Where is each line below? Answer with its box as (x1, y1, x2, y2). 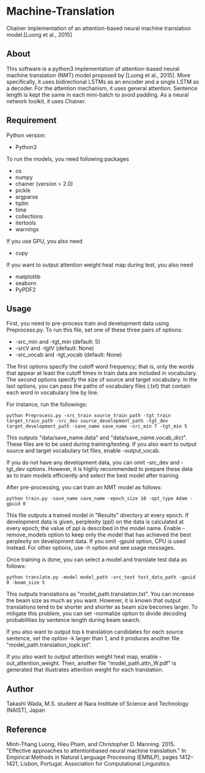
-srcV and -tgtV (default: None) (15, 344, 94, 352)
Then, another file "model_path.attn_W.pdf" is (61, 659, 177, 667)
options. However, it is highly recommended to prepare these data (26, 465, 193, 473)
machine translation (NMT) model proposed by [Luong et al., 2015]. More (6, 72, 191, 79)
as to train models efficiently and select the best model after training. (6, 472, 181, 479)
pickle (15, 187, 31, 194)
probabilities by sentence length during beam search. (6, 616, 141, 624)
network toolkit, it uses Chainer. (6, 97, 86, 105)
